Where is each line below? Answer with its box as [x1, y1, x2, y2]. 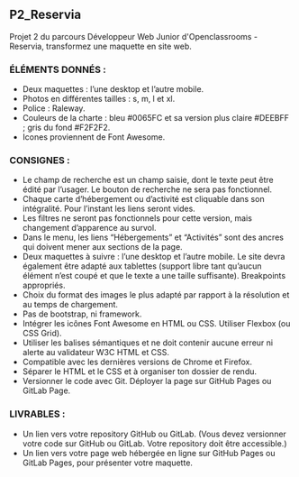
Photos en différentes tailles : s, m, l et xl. [22, 94, 176, 105]
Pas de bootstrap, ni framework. [22, 308, 142, 319]
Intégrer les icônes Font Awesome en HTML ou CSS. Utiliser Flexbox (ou [22, 318, 291, 329]
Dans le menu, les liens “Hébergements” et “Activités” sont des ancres [22, 232, 284, 243]
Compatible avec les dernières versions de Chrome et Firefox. [22, 356, 252, 368]
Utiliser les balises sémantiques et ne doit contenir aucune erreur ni [22, 337, 273, 348]
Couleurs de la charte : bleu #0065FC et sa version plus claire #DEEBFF [22, 113, 290, 124]
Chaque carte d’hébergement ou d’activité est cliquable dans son [22, 194, 265, 205]
